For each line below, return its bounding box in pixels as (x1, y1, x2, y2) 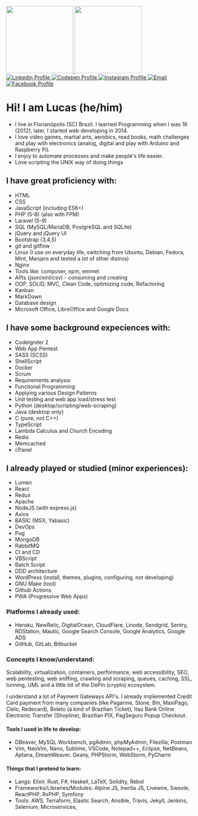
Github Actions (14, 586, 52, 594)
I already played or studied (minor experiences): (6, 463, 188, 473)
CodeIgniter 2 (14, 339, 49, 346)
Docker (14, 364, 33, 371)
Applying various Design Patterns (14, 389, 97, 396)
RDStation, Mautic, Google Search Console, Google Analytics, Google (14, 627, 186, 634)
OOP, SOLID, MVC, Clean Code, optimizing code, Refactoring (14, 280, 165, 287)
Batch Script (14, 561, 46, 568)
